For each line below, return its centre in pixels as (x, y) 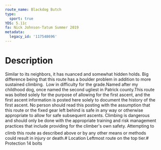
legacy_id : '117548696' (33, 37)
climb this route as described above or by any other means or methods (76, 133)
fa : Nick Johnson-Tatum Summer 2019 (42, 28)
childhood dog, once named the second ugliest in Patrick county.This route (80, 89)
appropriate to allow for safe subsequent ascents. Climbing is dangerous (77, 115)
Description (29, 61)
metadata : (15, 32)
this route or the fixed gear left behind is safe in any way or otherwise (74, 110)
